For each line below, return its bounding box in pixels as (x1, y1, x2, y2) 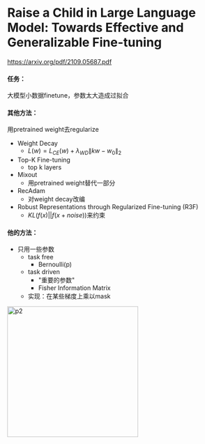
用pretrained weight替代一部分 (27, 179, 116, 187)
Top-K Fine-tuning (17, 155, 71, 164)
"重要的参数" (38, 276, 75, 284)
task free (27, 253, 54, 261)
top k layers (27, 163, 62, 171)
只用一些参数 (17, 245, 54, 254)
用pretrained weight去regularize (7, 125, 99, 134)
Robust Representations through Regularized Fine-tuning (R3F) (17, 203, 199, 211)
